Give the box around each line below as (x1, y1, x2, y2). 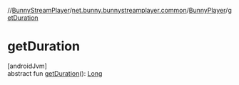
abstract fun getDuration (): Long (7, 69, 103, 77)
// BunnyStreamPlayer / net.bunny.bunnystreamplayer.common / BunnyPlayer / (7, 6, 228, 14)
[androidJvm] (7, 62, 48, 70)
